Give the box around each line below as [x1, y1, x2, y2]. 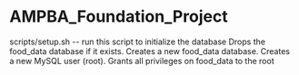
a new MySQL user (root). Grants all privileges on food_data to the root [9, 55, 274, 66]
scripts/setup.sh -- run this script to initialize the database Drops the [9, 36, 266, 47]
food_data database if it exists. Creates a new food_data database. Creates [9, 45, 291, 56]
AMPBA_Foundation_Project [9, 6, 229, 27]
